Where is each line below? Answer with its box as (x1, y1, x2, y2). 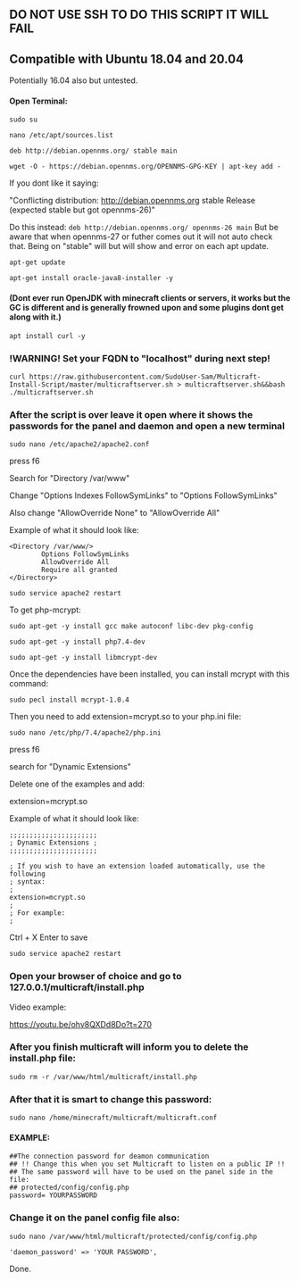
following (9, 869, 46, 878)
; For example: (9, 909, 66, 918)
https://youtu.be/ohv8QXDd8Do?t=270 (9, 1019, 153, 1029)
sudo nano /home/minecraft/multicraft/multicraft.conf (9, 1113, 218, 1123)
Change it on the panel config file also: (9, 1211, 180, 1224)
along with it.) (9, 312, 62, 322)
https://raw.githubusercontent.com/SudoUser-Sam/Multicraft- (29, 372, 262, 381)
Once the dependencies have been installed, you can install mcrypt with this (9, 669, 290, 679)
